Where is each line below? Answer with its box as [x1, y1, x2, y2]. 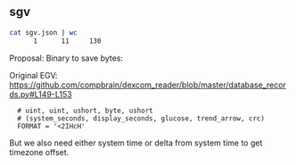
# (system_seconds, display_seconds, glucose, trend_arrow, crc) [17, 113, 266, 123]
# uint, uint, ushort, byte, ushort [17, 106, 153, 115]
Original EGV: [9, 70, 58, 80]
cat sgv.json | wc [9, 28, 78, 37]
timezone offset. [9, 146, 70, 157]
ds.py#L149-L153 [9, 88, 73, 99]
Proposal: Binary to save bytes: [9, 53, 123, 63]
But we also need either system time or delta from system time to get [9, 137, 263, 148]
